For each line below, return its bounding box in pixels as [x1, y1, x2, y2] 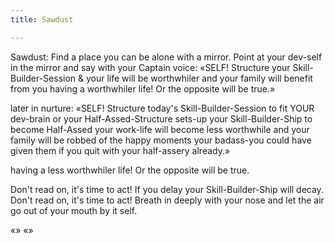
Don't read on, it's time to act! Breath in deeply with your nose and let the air [10, 194, 325, 206]
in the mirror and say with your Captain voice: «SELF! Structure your [10, 61, 291, 73]
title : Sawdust [10, 14, 74, 25]
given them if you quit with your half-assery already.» [10, 144, 231, 156]
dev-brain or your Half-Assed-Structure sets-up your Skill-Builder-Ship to [10, 112, 313, 125]
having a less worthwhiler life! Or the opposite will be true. [10, 164, 250, 176]
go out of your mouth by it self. [10, 204, 138, 216]
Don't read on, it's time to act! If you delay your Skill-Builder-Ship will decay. [10, 183, 324, 195]
